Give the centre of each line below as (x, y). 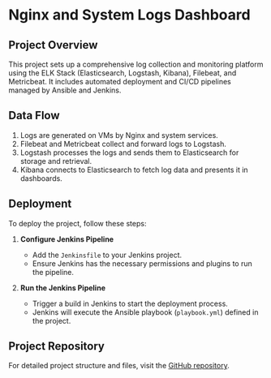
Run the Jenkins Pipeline (62, 288)
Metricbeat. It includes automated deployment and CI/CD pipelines (120, 82)
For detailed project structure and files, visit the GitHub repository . (119, 366)
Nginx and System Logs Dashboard (129, 15)
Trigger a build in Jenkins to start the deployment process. (130, 303)
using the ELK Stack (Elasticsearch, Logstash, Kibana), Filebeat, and (123, 73)
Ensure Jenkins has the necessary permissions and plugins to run (142, 263)
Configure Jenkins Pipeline (67, 239)
